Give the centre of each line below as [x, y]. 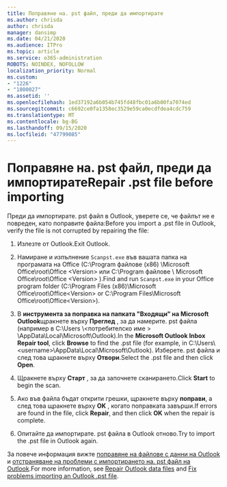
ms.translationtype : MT [41, 115]
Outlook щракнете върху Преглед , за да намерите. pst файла [107, 321]
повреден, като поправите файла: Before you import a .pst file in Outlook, [111, 224]
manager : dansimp [32, 32]
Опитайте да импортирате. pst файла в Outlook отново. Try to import [116, 434]
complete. [31, 421]
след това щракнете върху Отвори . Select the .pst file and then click [115, 358]
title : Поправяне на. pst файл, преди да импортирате [85, 13]
